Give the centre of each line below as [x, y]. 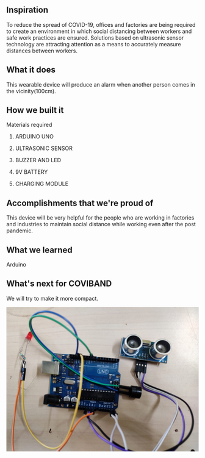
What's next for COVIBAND [59, 284]
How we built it [35, 110]
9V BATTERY [31, 172]
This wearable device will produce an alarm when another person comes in [101, 84]
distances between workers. [42, 51]
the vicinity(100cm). [31, 91]
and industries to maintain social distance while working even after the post [101, 224]
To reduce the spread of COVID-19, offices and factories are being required [101, 24]
